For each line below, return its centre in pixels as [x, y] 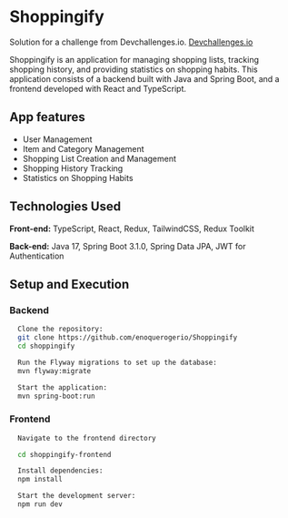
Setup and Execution [70, 284]
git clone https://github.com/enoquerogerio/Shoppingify [128, 338]
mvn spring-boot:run [56, 396]
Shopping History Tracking [73, 168]
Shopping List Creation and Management [99, 158]
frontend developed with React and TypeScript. [98, 88]
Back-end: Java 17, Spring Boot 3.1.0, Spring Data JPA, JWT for [128, 246]
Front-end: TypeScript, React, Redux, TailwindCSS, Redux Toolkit [132, 229]
